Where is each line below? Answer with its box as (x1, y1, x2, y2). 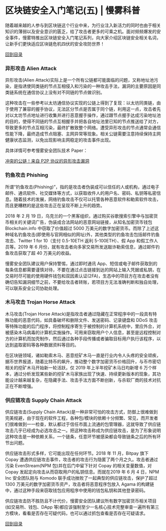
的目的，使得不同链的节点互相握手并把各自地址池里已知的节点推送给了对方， (5, 119, 161, 125)
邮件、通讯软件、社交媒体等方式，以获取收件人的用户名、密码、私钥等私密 (5, 190, 157, 196)
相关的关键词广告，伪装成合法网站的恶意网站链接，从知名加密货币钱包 (9, 219, 152, 225)
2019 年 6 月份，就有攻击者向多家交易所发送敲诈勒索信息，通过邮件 (18, 244, 156, 250)
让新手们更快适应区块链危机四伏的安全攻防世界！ (5, 41, 105, 46)
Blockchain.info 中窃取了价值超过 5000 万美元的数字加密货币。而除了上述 (5, 225, 155, 231)
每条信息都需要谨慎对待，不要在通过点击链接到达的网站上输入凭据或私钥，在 (5, 266, 161, 272)
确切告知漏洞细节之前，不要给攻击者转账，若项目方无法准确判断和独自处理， (5, 279, 161, 285)
